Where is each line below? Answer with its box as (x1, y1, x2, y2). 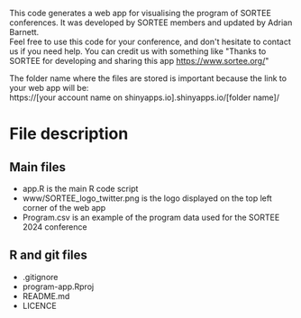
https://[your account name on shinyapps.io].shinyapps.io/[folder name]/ (9, 92, 279, 103)
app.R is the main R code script (22, 184, 139, 194)
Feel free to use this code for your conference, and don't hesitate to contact (9, 36, 291, 47)
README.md (22, 290, 70, 301)
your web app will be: (9, 83, 89, 93)
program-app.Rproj (22, 281, 95, 292)
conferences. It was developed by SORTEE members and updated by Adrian (9, 17, 293, 28)
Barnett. (9, 27, 40, 37)
